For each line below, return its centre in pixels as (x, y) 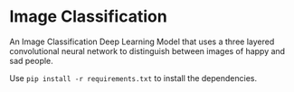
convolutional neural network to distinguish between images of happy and (147, 51)
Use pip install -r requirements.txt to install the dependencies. (133, 78)
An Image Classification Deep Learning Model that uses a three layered (142, 41)
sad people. (32, 60)
